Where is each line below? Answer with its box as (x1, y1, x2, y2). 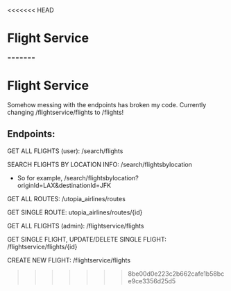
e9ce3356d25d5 (128, 276, 176, 285)
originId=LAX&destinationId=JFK (17, 181, 112, 189)
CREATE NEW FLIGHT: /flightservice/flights (7, 255, 130, 264)
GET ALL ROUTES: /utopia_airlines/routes (7, 194, 126, 203)
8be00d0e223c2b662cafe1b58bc (128, 269, 225, 278)
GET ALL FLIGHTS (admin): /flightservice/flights (7, 221, 144, 230)
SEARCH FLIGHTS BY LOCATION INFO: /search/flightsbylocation (7, 160, 193, 168)
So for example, (17, 173, 63, 182)
